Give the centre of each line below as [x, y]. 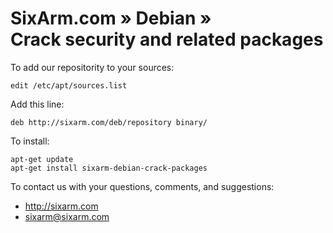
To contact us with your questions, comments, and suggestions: [142, 186]
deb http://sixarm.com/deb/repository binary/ [109, 122]
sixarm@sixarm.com [67, 216]
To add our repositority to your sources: [92, 67]
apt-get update [42, 159]
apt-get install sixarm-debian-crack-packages [109, 168]
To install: [30, 141]
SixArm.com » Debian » [111, 18]
